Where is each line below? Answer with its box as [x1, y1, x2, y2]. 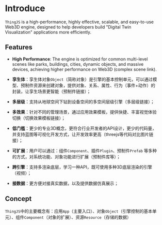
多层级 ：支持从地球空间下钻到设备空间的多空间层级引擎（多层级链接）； [12, 99, 155, 105]
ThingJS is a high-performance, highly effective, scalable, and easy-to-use [5, 19, 154, 25]
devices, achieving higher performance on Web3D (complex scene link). [12, 66, 157, 72]
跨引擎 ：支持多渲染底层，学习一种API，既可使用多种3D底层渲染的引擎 [12, 164, 152, 170]
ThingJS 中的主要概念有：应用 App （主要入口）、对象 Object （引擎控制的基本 [5, 208, 153, 214]
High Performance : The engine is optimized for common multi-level [12, 56, 148, 62]
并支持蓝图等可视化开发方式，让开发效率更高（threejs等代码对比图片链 [12, 131, 154, 137]
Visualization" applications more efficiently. [5, 29, 92, 35]
